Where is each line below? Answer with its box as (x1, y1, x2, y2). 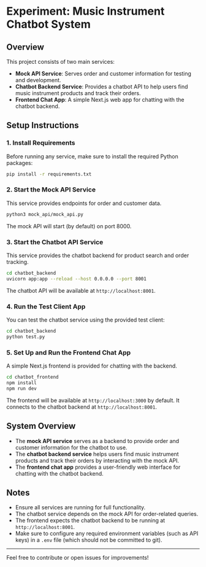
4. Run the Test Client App (6, 302, 86, 310)
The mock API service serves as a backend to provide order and (15, 437, 180, 444)
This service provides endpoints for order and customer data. (6, 199, 162, 207)
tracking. (6, 258, 29, 266)
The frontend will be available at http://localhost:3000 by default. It (6, 396, 180, 404)
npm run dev (6, 385, 37, 391)
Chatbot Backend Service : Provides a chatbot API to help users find (15, 83, 188, 90)
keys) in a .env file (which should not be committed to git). (15, 536, 162, 544)
